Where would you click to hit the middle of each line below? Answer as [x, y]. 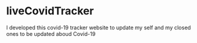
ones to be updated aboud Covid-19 [51, 33]
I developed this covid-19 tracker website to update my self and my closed [98, 27]
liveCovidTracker [50, 11]
